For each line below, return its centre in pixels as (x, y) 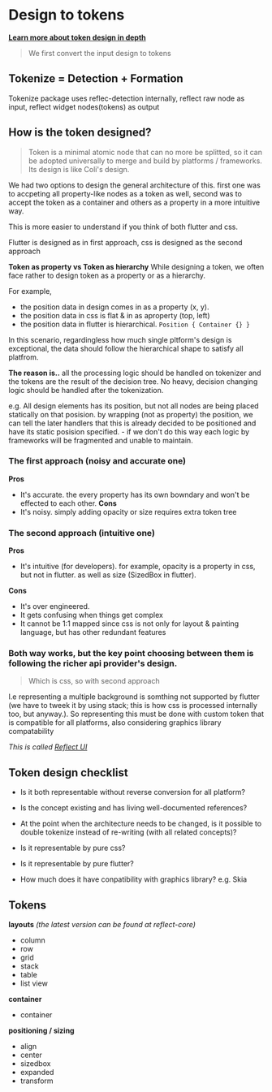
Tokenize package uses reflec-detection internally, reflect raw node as (127, 98)
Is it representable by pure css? (73, 848)
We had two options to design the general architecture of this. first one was (135, 185)
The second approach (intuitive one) (82, 533)
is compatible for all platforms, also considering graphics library (115, 723)
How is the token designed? (80, 133)
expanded (37, 1073)
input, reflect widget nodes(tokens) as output (84, 106)
